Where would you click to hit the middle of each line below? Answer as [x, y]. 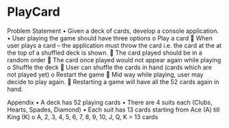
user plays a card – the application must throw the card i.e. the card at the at [114, 45]
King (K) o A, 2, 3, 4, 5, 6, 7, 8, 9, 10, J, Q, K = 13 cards [83, 116]
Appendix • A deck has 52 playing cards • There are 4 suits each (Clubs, [110, 102]
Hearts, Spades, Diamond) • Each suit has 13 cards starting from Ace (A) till [113, 110]
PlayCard [33, 12]
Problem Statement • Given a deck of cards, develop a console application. [113, 31]
